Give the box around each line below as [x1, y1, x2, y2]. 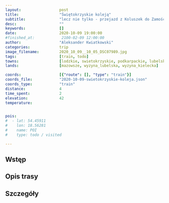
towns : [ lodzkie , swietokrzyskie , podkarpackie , [5, 59, 147, 64]
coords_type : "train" [5, 82, 75, 87]
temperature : [5, 100, 33, 105]
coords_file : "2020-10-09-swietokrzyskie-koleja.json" [5, 77, 147, 82]
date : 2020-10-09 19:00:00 [5, 31, 102, 36]
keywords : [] [5, 26, 64, 31]
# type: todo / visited [5, 132, 62, 137]
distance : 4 [5, 86, 62, 91]
